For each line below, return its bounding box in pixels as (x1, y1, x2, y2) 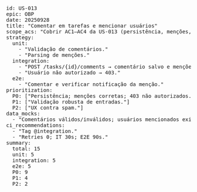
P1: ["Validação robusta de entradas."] (12, 99, 130, 105)
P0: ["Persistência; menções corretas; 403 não (12, 93, 152, 99)
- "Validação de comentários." (18, 46, 108, 52)
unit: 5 (12, 152, 34, 157)
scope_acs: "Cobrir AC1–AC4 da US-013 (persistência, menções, (6, 29, 192, 35)
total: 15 (12, 146, 40, 152)
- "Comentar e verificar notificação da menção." (18, 81, 164, 87)
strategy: (6, 35, 34, 40)
